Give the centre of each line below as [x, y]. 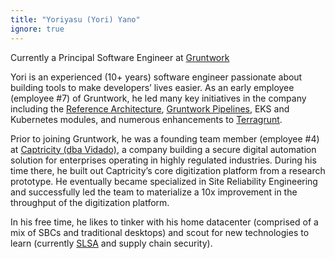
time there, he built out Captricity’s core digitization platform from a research [168, 170]
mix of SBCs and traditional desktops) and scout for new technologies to [160, 232]
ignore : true [37, 29]
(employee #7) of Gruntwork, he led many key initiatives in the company [158, 98]
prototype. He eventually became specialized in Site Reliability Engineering [164, 181]
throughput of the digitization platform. [90, 202]
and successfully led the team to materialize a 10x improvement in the [154, 192]
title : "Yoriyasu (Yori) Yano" [75, 19]
